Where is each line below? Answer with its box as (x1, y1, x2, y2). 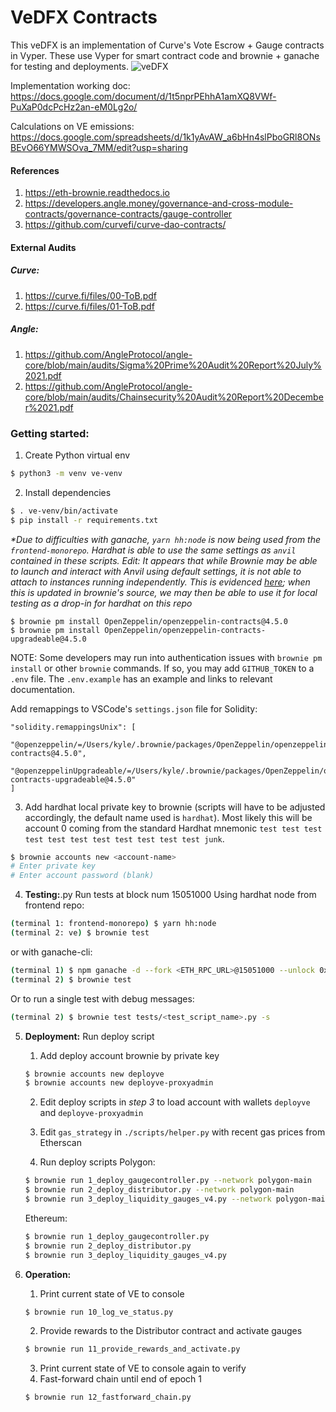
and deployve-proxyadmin (39, 1107, 144, 1119)
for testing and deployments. (10, 60, 130, 72)
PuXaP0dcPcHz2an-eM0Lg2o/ (10, 101, 138, 113)
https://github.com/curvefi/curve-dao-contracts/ (24, 219, 227, 231)
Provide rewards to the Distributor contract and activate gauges (39, 1325, 303, 1337)
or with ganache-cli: (10, 946, 93, 958)
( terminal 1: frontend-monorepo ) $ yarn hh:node (10, 919, 217, 929)
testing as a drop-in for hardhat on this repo (10, 597, 193, 609)
